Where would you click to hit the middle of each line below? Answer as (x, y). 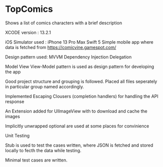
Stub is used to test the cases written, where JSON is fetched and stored (79, 145)
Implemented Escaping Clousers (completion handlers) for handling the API (82, 96)
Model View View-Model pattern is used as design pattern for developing (80, 66)
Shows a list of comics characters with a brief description (64, 23)
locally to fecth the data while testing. (43, 150)
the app (13, 72)
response (15, 101)
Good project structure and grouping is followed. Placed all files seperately (81, 81)
